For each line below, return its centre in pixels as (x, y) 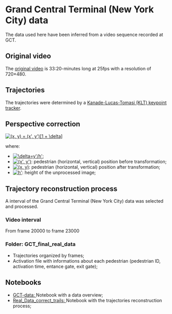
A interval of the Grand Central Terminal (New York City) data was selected (84, 201)
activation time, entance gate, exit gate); (55, 266)
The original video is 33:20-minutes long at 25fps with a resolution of (78, 68)
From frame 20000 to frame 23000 (42, 231)
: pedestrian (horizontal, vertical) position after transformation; (94, 167)
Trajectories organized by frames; (48, 256)
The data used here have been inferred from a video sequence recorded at (84, 34)
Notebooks (23, 282)
